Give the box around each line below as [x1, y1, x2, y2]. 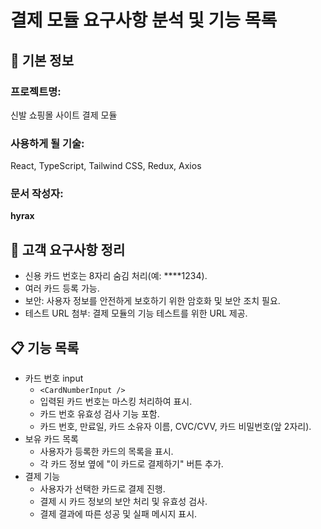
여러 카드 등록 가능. [24, 282, 100, 295]
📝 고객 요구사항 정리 [10, 241, 126, 258]
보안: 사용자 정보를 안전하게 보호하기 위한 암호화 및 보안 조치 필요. [24, 295, 281, 307]
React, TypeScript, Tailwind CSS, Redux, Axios [10, 160, 202, 172]
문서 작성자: [10, 187, 64, 201]
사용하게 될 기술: [10, 136, 85, 150]
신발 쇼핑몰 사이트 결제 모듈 [10, 109, 118, 121]
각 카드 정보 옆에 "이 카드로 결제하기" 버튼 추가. [39, 458, 224, 470]
